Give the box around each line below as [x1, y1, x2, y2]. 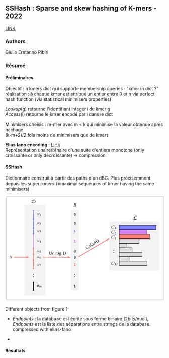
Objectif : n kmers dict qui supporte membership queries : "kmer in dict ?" [5, 86, 159, 92]
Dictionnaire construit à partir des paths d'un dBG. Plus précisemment [5, 175, 151, 181]
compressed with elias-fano [12, 326, 71, 332]
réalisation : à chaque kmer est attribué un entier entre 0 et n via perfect [5, 91, 155, 97]
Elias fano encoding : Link [5, 142, 60, 148]
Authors [5, 38, 26, 45]
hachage [5, 127, 24, 133]
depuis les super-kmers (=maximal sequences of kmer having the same [5, 181, 155, 187]
